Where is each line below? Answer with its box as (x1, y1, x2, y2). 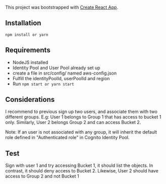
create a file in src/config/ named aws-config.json (12, 70, 117, 76)
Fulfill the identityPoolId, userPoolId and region (12, 75, 110, 81)
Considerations (5, 95, 55, 104)
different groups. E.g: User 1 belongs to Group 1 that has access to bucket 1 (5, 114, 161, 120)
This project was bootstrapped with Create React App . (5, 5, 119, 10)
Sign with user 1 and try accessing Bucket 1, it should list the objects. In (5, 162, 153, 168)
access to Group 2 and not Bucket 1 (5, 173, 79, 179)
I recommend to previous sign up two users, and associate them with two (5, 108, 158, 115)
